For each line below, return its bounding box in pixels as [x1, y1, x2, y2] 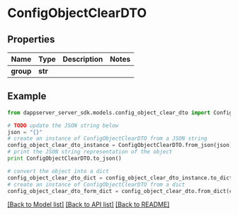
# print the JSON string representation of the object [7, 148, 173, 155]
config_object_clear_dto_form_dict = [7, 187, 119, 194]
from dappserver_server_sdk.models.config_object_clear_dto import [7, 109, 211, 116]
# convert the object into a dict [7, 167, 110, 175]
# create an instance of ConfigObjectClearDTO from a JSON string [7, 135, 208, 143]
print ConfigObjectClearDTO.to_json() [7, 155, 122, 162]
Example [7, 90, 47, 102]
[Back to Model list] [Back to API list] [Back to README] [7, 200, 170, 209]
